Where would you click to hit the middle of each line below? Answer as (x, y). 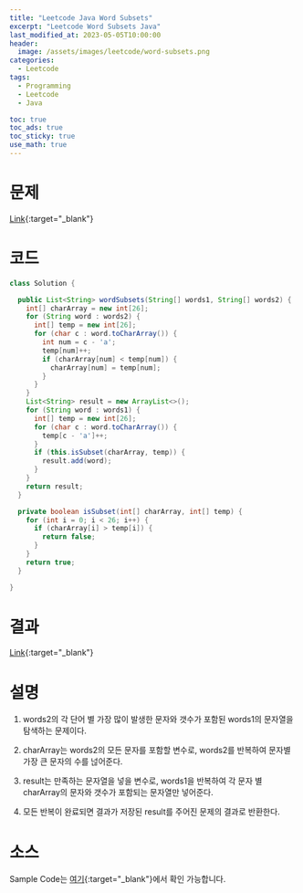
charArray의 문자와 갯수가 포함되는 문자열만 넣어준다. (118, 793)
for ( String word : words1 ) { (84, 410)
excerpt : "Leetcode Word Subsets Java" (85, 26)
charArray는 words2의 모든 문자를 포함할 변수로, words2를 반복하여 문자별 (157, 751)
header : (24, 43)
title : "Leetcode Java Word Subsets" (81, 18)
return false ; (69, 537)
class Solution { (42, 283)
